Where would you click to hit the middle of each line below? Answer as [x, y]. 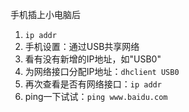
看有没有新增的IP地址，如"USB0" [93, 59]
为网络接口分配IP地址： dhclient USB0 [102, 71]
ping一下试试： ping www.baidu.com [96, 96]
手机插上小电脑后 [45, 14]
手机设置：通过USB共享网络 [82, 46]
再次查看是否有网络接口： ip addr [93, 84]
